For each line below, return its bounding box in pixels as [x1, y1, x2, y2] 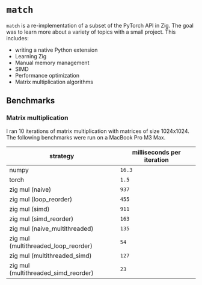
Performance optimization [14, 72, 80, 79]
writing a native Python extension [14, 46, 98, 54]
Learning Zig [14, 52, 47, 60]
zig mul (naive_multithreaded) [9, 224, 94, 233]
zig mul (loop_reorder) [9, 195, 73, 203]
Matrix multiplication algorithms [14, 78, 93, 85]
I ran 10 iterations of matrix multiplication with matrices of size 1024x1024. [6, 127, 189, 135]
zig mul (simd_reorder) [9, 215, 74, 223]
